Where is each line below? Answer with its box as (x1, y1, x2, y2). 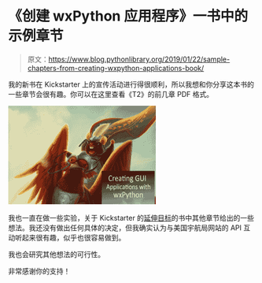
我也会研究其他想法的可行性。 (8, 249, 105, 259)
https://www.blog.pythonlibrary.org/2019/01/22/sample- (48, 54, 231, 64)
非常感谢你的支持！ (8, 266, 71, 276)
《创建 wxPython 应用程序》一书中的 (8, 7, 249, 25)
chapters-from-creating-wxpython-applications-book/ (27, 63, 205, 73)
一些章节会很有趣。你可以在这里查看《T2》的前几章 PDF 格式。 (8, 89, 214, 99)
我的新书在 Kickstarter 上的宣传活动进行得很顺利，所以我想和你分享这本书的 (8, 80, 254, 89)
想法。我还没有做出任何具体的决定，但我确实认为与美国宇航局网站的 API (8, 222, 242, 233)
